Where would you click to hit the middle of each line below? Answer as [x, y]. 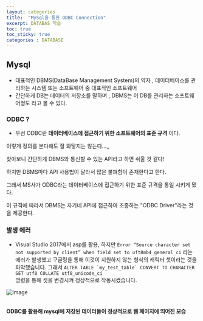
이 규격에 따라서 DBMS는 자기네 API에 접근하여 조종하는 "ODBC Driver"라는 [97, 205]
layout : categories [31, 12]
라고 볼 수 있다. [49, 103]
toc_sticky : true [28, 35]
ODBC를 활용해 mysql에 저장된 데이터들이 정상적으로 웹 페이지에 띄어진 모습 [96, 311]
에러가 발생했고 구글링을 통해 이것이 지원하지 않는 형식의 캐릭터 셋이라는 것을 [106, 260]
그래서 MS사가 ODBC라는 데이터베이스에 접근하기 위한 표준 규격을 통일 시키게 [98, 185]
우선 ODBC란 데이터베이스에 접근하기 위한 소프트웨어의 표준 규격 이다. [98, 133]
